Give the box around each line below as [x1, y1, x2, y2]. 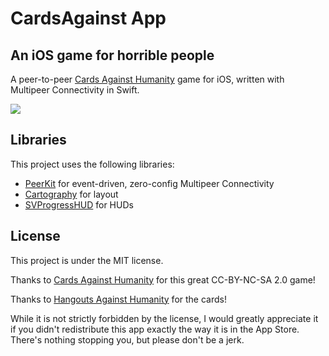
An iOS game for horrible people [10, 47, 215, 64]
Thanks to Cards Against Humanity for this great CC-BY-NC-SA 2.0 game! [10, 273, 316, 286]
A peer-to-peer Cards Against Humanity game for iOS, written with [10, 73, 285, 85]
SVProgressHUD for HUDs [24, 198, 134, 211]
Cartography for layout [24, 188, 119, 200]
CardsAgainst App [10, 7, 167, 30]
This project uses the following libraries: [10, 158, 175, 170]
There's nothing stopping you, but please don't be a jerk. [10, 333, 245, 346]
